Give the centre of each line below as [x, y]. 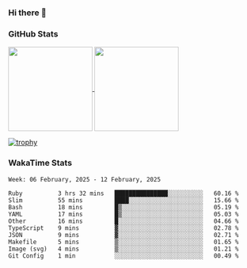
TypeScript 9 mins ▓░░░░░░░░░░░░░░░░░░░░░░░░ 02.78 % [123, 228]
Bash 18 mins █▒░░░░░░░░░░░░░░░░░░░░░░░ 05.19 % [123, 207]
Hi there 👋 [28, 13]
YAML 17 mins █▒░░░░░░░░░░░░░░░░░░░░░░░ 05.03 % [123, 214]
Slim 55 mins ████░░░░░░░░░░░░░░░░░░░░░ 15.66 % [123, 200]
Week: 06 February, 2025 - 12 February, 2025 [84, 179]
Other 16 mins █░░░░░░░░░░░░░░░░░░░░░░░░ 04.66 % [123, 221]
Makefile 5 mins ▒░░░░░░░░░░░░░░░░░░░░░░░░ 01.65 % [123, 242]
